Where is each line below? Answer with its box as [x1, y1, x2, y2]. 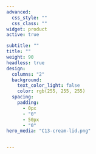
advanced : [6, 9, 32, 15]
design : [6, 65, 26, 71]
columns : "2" [12, 71, 45, 77]
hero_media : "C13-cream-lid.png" [6, 128, 91, 134]
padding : [17, 100, 39, 106]
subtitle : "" [6, 43, 39, 49]
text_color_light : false [17, 82, 80, 89]
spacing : [12, 94, 34, 100]
